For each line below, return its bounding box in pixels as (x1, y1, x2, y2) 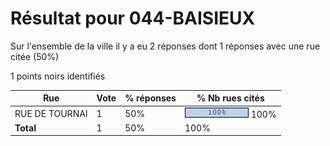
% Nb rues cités (196, 92, 265, 104)
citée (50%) (10, 50, 60, 62)
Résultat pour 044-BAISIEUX (10, 7, 256, 30)
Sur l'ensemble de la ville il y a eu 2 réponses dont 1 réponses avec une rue (10, 40, 321, 52)
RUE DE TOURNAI (14, 107, 88, 119)
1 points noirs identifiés (10, 70, 106, 82)
